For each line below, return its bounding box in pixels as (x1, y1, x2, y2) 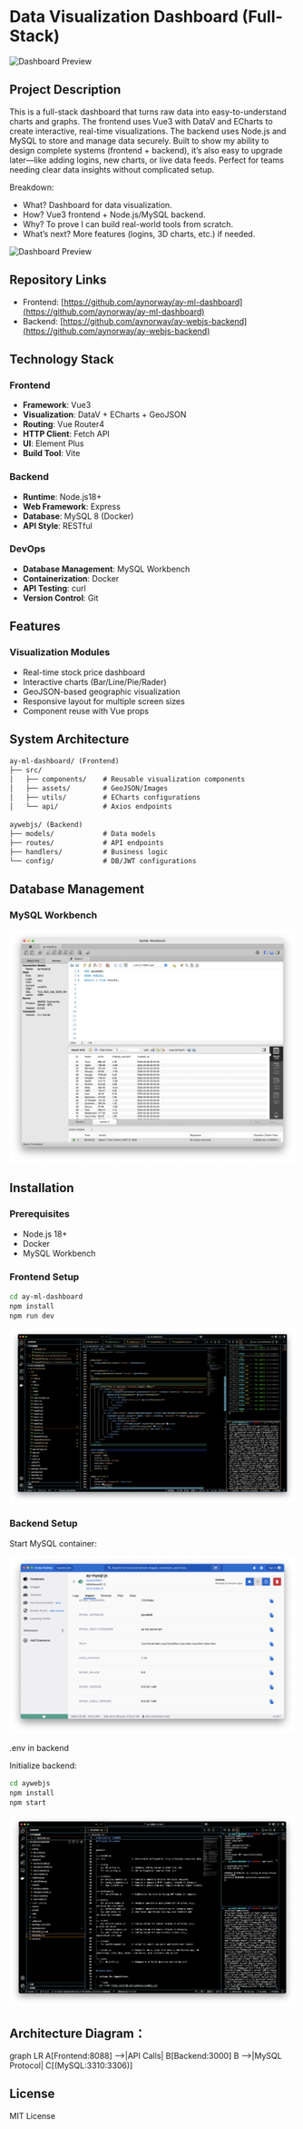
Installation (9, 1180, 74, 1196)
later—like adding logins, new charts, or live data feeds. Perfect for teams (9, 154, 284, 165)
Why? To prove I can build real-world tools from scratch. (22, 218, 234, 229)
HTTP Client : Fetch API (22, 429, 111, 440)
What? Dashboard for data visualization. (22, 199, 172, 210)
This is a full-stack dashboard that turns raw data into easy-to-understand (9, 106, 288, 117)
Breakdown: (9, 182, 54, 193)
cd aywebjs (9, 1779, 51, 1788)
